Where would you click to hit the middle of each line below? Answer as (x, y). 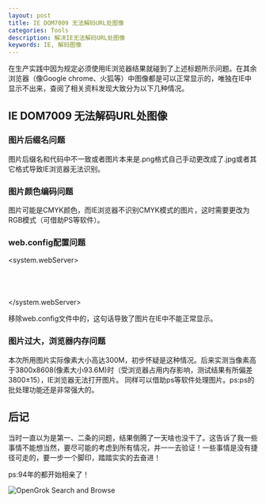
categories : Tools (38, 30)
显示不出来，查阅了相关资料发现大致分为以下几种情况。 (98, 89)
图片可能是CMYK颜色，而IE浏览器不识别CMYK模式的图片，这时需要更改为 (129, 210)
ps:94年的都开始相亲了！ (49, 474)
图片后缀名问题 (37, 140)
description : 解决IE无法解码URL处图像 (66, 38)
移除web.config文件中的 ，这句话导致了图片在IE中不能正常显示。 (113, 318)
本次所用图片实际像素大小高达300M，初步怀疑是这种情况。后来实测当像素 (129, 360)
